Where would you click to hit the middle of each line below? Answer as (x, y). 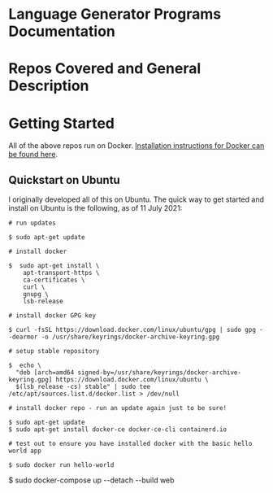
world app (25, 451)
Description (49, 86)
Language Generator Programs (115, 14)
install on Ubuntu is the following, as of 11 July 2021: (95, 208)
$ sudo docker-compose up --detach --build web (91, 480)
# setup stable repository (54, 351)
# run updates (32, 223)
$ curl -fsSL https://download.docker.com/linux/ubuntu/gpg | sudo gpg (132, 330)
